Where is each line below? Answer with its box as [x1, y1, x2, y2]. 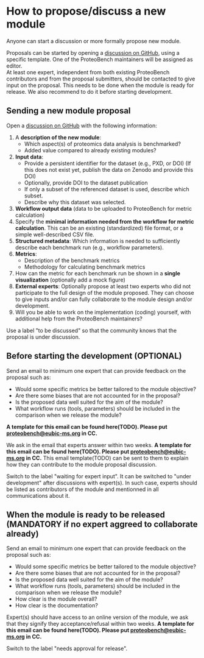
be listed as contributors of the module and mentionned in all [6, 486, 160, 493]
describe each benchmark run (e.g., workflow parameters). [15, 244, 164, 251]
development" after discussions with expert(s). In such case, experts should [6, 479, 198, 486]
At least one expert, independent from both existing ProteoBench [6, 68, 170, 76]
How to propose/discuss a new [6, 4, 166, 18]
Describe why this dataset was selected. [24, 198, 126, 205]
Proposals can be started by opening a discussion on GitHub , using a [6, 49, 180, 56]
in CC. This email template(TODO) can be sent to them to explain [26, 454, 189, 461]
